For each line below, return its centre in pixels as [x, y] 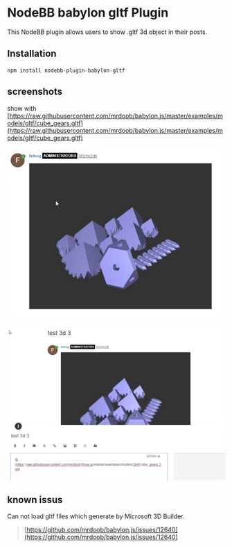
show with [22, 108]
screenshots [35, 92]
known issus [35, 500]
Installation [32, 54]
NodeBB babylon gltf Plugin [88, 13]
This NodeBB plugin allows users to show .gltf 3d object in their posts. [107, 32]
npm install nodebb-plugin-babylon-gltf [66, 71]
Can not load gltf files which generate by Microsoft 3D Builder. [96, 516]
